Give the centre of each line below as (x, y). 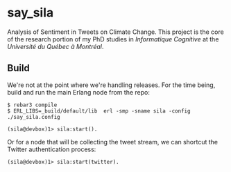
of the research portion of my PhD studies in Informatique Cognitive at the (113, 39)
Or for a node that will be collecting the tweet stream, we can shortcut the (113, 142)
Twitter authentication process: (52, 149)
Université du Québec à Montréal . (55, 46)
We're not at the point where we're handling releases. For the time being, (111, 85)
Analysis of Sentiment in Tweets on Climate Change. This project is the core (115, 32)
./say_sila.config (34, 117)
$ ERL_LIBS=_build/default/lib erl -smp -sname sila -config (99, 111)
